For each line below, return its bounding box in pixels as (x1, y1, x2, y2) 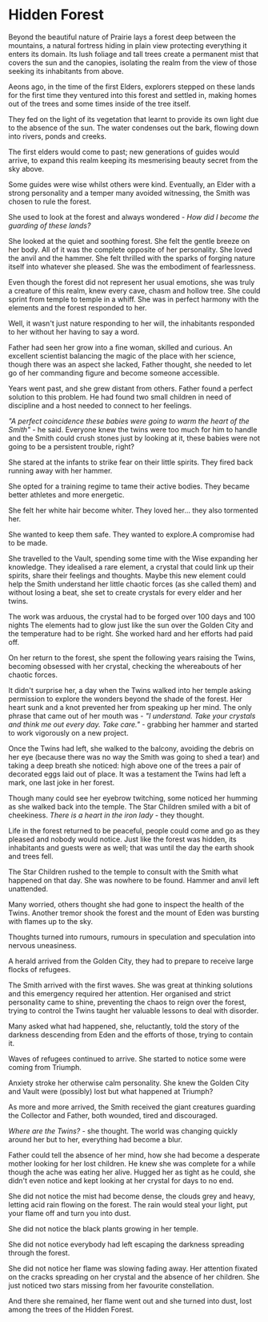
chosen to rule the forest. (8, 197, 92, 206)
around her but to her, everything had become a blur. (8, 1134, 182, 1144)
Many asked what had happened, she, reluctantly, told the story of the (8, 1021, 240, 1031)
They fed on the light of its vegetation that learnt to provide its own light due (8, 114, 259, 124)
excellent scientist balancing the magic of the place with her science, (8, 351, 236, 360)
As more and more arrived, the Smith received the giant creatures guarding (8, 1101, 256, 1112)
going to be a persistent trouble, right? (8, 441, 134, 451)
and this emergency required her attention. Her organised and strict (8, 988, 231, 998)
